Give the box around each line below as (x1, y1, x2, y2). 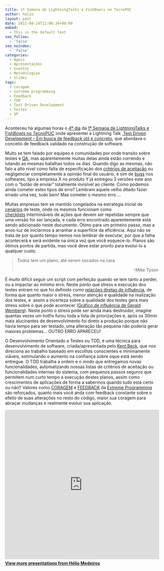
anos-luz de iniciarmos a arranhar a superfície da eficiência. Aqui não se (5, 227, 151, 233)
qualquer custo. (5, 248, 36, 254)
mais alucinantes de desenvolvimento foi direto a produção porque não (5, 318, 148, 324)
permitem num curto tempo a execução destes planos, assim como (5, 374, 140, 380)
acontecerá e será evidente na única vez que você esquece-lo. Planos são (5, 238, 155, 243)
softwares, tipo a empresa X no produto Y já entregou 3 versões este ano (5, 176, 152, 182)
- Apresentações (9, 62, 42, 66)
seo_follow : (5, 35, 29, 40)
